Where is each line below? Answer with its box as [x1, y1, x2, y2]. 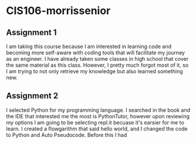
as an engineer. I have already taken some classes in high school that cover [6, 56, 189, 62]
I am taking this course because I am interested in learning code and [6, 43, 172, 50]
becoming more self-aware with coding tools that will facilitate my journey [6, 49, 185, 56]
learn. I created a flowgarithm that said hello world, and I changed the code [6, 125, 188, 132]
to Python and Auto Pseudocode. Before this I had [6, 131, 127, 138]
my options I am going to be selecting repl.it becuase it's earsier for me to [6, 119, 185, 126]
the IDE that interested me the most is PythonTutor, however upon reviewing [6, 112, 190, 119]
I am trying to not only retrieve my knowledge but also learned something [6, 68, 183, 74]
